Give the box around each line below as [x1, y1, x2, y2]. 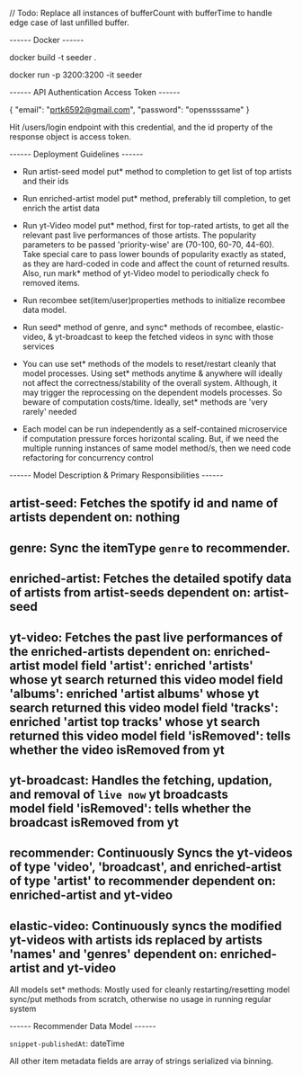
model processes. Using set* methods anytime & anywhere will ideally [22, 368, 283, 379]
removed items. [22, 278, 81, 288]
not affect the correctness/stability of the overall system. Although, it [22, 378, 278, 388]
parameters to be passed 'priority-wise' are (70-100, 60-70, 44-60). [22, 239, 275, 250]
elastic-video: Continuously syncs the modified [9, 918, 282, 934]
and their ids [22, 175, 69, 186]
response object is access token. [9, 131, 132, 142]
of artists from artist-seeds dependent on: [9, 585, 252, 601]
